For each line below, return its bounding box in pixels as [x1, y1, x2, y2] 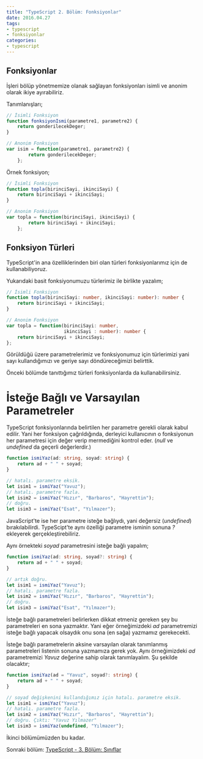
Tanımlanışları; [6, 100, 43, 108]
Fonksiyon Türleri [6, 242, 75, 253]
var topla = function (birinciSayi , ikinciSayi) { [6, 214, 136, 220]
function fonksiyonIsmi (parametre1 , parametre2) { [6, 118, 138, 124]
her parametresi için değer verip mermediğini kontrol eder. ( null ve [6, 437, 173, 444]
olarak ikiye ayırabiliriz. [6, 88, 64, 95]
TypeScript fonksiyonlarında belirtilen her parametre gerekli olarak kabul [6, 424, 188, 432]
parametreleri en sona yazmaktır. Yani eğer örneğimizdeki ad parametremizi [6, 623, 197, 630]
